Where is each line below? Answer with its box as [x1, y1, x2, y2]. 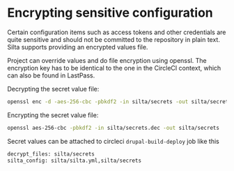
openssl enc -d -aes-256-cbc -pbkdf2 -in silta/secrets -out [7, 98, 189, 105]
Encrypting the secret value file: [7, 110, 99, 119]
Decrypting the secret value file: [7, 84, 100, 93]
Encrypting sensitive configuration [7, 5, 214, 21]
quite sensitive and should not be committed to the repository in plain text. [7, 35, 221, 43]
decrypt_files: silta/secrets [7, 150, 95, 158]
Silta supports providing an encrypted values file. [7, 43, 148, 51]
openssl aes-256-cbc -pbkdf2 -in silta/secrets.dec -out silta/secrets [7, 124, 219, 131]
